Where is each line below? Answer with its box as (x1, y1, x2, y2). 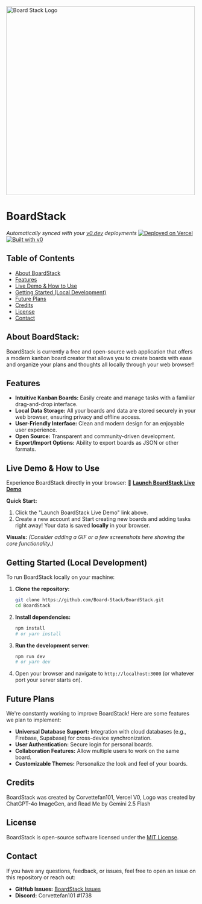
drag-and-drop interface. (14, 401, 78, 408)
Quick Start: (6, 497, 37, 505)
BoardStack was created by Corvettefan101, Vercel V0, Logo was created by (6, 793, 196, 801)
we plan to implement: (6, 716, 62, 724)
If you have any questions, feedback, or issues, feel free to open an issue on (6, 867, 196, 874)
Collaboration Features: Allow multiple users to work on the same (14, 747, 180, 755)
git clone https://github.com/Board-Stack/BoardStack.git (14, 597, 164, 603)
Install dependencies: (14, 613, 71, 621)
